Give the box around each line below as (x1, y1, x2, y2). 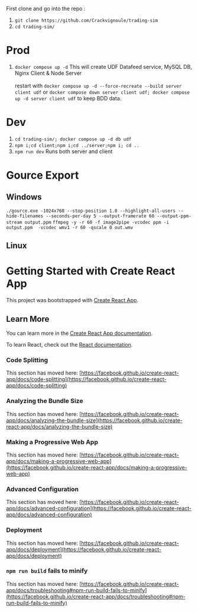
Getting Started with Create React (6, 264, 176, 278)
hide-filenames (6, 213, 44, 219)
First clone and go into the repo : (6, 5, 86, 12)
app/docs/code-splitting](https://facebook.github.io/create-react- (6, 376, 167, 383)
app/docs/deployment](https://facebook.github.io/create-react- (6, 546, 161, 553)
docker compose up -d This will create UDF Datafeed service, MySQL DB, (14, 63, 192, 70)
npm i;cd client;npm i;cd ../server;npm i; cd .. (14, 142, 140, 148)
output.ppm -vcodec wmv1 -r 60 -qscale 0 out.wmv (6, 224, 134, 230)
